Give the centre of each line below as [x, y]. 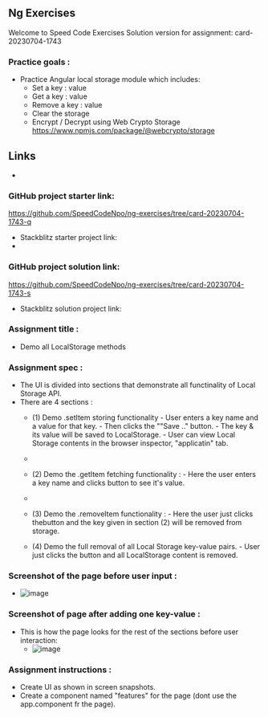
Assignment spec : [46, 367]
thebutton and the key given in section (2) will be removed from [137, 523]
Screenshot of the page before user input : [93, 576]
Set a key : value [59, 88]
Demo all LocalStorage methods [73, 346]
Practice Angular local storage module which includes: [110, 79]
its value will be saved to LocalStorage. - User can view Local [133, 435]
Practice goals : [39, 62]
